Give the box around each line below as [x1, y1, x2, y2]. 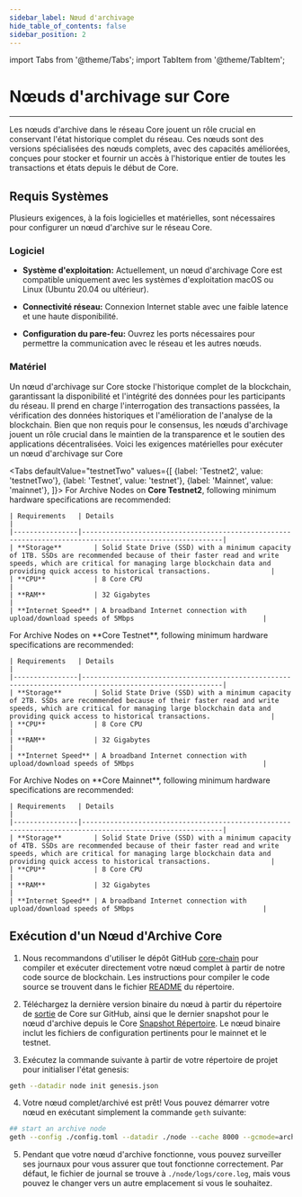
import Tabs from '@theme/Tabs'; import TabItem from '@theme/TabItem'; [9, 55, 286, 66]
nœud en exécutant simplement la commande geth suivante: [22, 1107, 247, 1118]
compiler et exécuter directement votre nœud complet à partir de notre [22, 962, 286, 973]
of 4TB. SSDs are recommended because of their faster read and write [9, 841, 280, 850]
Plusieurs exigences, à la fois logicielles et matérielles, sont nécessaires [9, 212, 276, 223]
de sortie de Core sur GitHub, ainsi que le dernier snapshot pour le [22, 1008, 270, 1019]
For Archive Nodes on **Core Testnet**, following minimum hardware [9, 629, 269, 640]
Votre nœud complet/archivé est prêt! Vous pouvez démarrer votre [22, 1097, 270, 1108]
